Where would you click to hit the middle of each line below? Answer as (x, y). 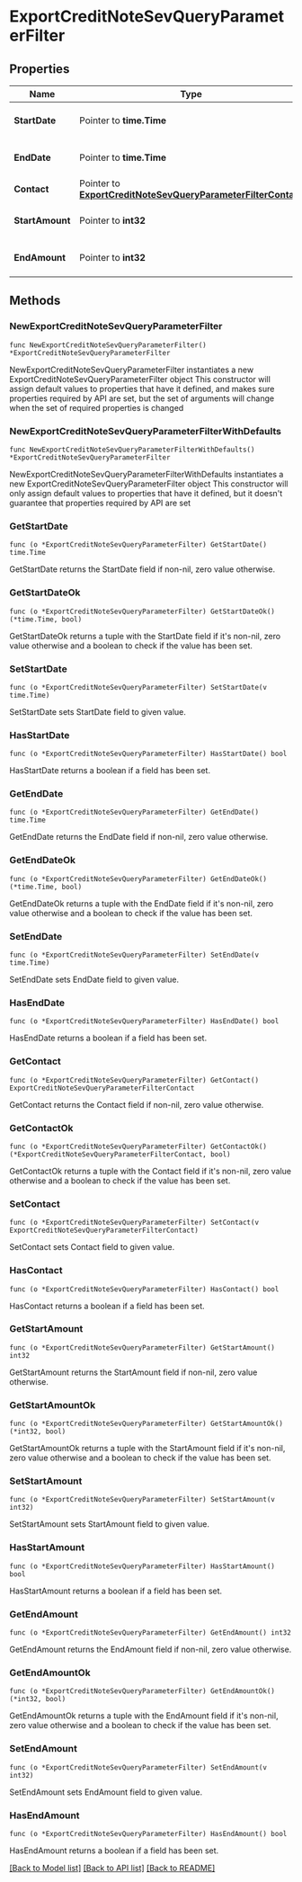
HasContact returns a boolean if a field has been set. (107, 1306)
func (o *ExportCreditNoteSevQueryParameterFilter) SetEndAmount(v (138, 1767)
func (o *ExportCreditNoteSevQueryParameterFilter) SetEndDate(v (134, 955)
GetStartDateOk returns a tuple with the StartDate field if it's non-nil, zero (145, 636)
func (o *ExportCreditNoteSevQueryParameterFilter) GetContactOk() (138, 1146)
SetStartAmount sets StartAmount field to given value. (109, 1524)
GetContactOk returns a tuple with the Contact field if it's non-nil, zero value (151, 1171)
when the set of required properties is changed (97, 407)
